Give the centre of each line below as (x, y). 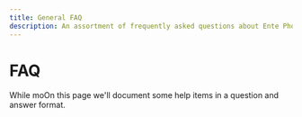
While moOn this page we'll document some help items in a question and (144, 95)
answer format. (37, 105)
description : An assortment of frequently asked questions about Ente (144, 26)
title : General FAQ (46, 18)
